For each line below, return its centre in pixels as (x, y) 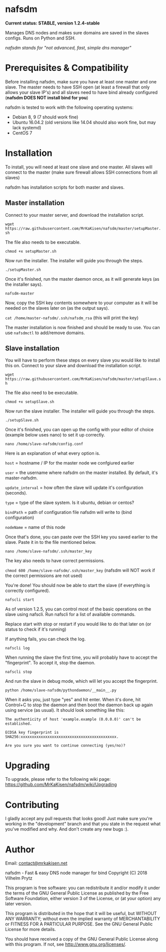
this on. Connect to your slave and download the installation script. (73, 366)
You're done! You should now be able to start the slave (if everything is (78, 585)
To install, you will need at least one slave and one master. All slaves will (79, 167)
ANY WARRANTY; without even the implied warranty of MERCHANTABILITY (83, 919)
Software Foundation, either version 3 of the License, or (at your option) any (83, 899)
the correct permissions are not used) (44, 576)
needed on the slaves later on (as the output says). (57, 308)
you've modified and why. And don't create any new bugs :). (67, 829)
